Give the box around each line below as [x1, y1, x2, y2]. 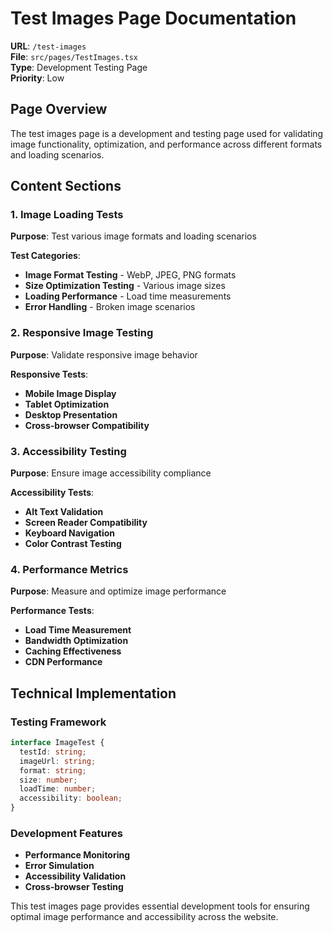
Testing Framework [10, 715, 107, 729]
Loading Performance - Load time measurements [24, 290, 232, 302]
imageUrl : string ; [19, 756, 97, 766]
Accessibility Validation [24, 870, 127, 882]
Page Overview [10, 101, 108, 118]
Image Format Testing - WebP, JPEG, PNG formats [24, 269, 237, 281]
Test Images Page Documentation [10, 7, 297, 30]
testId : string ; [19, 747, 87, 757]
